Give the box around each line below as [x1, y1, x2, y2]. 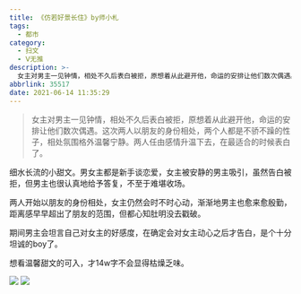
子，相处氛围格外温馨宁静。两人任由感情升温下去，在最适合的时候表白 [30, 136, 291, 147]
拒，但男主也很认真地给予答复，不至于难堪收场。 [9, 177, 190, 188]
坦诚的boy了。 [9, 238, 63, 249]
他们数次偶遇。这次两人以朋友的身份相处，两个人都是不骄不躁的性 [47, 125, 291, 135]
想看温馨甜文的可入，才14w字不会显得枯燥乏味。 [9, 257, 190, 268]
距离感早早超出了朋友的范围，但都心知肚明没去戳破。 [9, 208, 206, 219]
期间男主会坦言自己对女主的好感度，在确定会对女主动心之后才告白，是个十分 [9, 227, 292, 238]
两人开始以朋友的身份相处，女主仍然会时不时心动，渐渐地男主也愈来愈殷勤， [9, 196, 292, 207]
